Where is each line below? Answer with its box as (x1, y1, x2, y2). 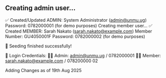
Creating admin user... (5, 4, 76, 12)
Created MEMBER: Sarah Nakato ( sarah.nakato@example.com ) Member (5, 28, 153, 34)
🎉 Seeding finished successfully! (5, 43, 72, 49)
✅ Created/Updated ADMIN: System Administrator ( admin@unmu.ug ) (5, 17, 147, 23)
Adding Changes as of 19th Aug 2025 (5, 67, 82, 73)
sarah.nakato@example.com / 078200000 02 (5, 58, 98, 64)
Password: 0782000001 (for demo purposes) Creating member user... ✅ (5, 22, 153, 29)
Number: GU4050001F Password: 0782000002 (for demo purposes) (5, 33, 145, 39)
